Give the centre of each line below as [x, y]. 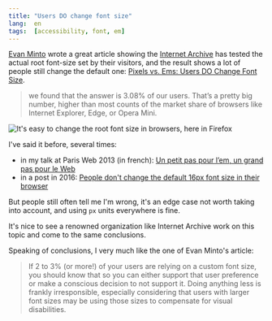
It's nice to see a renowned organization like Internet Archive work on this [132, 226]
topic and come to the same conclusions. [77, 235]
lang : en [25, 24]
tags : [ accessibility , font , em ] [67, 31]
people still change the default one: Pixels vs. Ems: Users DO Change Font [133, 72]
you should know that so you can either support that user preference [143, 275]
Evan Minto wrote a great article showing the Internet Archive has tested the [136, 54]
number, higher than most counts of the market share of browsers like [145, 104]
